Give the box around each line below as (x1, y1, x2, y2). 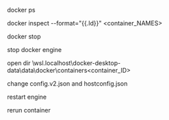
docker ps (7, 6, 36, 14)
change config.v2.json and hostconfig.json (7, 80, 128, 88)
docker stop (7, 32, 41, 40)
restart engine (7, 93, 47, 101)
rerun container (7, 106, 51, 114)
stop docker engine (7, 46, 62, 53)
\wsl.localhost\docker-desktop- (31, 59, 121, 67)
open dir (7, 59, 31, 67)
